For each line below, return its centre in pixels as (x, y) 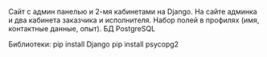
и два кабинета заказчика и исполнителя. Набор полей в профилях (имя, (134, 20)
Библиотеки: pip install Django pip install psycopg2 (94, 44)
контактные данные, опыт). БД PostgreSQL (82, 28)
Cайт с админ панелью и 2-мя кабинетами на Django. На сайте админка (133, 12)
